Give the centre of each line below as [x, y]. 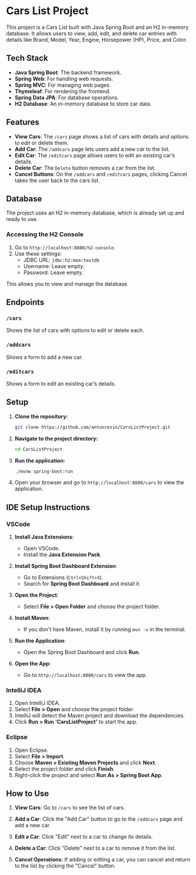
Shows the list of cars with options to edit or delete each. [75, 331]
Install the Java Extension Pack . [62, 554]
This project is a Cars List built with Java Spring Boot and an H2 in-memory [97, 27]
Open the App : [33, 663]
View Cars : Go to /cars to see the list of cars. [70, 808]
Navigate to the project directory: [56, 438]
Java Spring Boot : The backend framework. [68, 72]
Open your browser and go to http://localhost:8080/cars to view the [99, 483]
